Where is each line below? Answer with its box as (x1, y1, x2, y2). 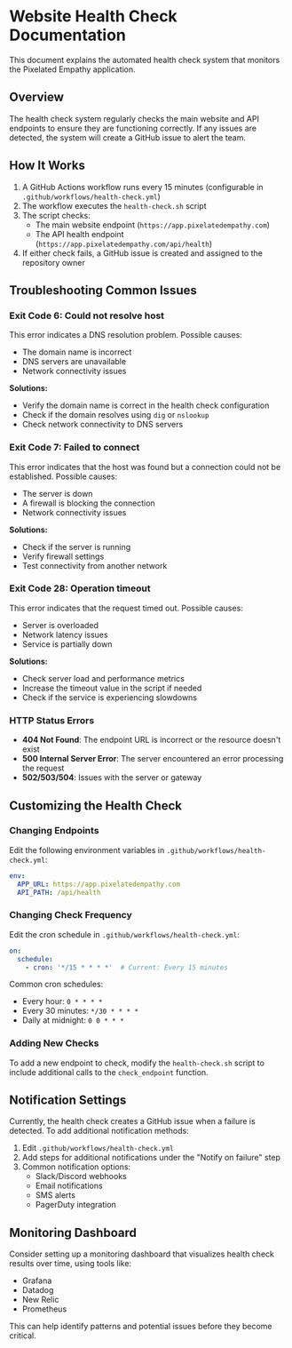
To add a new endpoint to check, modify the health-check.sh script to (9, 1057, 264, 1068)
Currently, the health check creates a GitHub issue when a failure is (9, 1116, 256, 1127)
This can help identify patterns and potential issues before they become (9, 1321, 272, 1332)
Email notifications (35, 1180, 104, 1192)
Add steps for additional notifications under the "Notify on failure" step (21, 1153, 281, 1163)
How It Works (9, 158, 86, 173)
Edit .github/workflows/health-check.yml (21, 1143, 175, 1153)
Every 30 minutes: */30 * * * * (21, 1006, 139, 1017)
